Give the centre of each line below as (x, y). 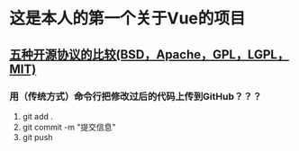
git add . (38, 116)
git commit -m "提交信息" (69, 127)
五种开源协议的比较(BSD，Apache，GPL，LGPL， (149, 54)
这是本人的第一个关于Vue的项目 (127, 18)
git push (37, 137)
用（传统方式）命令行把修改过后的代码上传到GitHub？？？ (136, 96)
